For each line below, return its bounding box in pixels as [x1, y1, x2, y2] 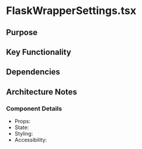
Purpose [6, 27, 38, 37]
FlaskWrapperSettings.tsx [6, 4, 136, 18]
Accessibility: [14, 136, 47, 144]
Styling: [14, 130, 33, 137]
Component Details [6, 104, 63, 112]
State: [14, 124, 29, 131]
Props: [14, 118, 31, 125]
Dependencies [6, 67, 60, 77]
